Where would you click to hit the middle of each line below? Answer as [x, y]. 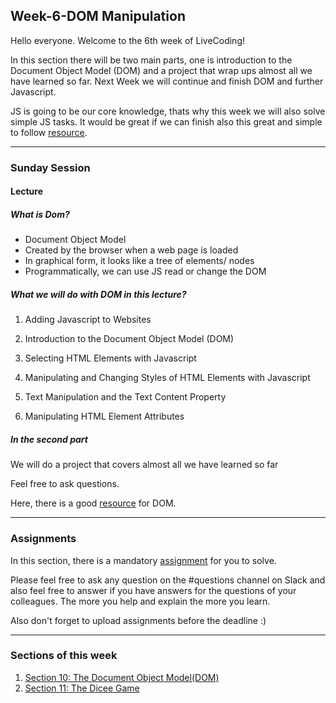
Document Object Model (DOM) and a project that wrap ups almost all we [161, 70]
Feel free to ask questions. [65, 484]
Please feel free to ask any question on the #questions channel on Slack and [168, 580]
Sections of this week [64, 656]
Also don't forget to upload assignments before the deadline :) [138, 620]
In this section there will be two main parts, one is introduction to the [151, 60]
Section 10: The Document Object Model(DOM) [122, 677]
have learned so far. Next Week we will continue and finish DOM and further [167, 81]
